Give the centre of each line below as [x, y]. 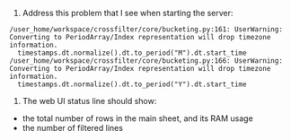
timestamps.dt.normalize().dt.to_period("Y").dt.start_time [132, 84]
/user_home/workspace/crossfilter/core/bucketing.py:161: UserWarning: [146, 30]
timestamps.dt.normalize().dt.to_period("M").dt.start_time [132, 53]
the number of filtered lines [73, 128]
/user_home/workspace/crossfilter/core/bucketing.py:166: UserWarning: [146, 61]
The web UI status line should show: [89, 101]
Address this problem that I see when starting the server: [128, 13]
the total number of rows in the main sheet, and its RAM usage [137, 118]
